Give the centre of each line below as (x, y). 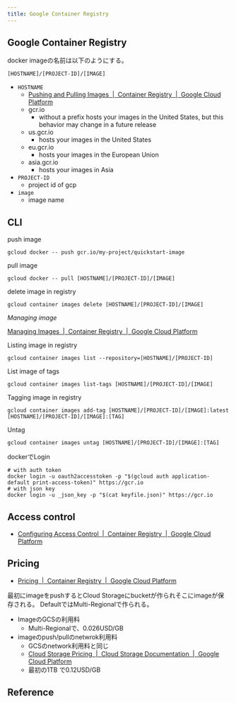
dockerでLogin (29, 457)
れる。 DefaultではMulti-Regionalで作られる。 (86, 604)
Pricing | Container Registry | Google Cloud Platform (97, 580)
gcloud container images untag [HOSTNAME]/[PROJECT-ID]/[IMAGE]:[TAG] (113, 443)
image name (46, 200)
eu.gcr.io (41, 147)
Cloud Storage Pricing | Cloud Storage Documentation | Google (124, 653)
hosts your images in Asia (76, 170)
